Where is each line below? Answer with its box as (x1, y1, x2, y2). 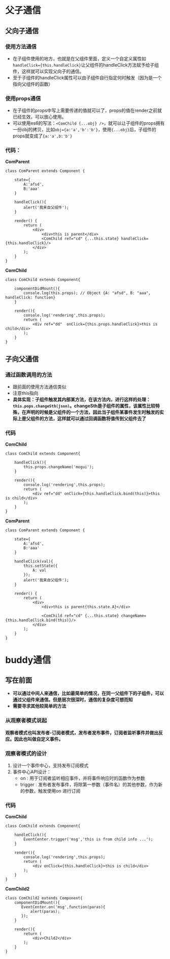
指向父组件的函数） (12, 81, 53, 87)
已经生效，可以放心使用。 (12, 114, 66, 120)
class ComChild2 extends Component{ (5, 896, 83, 901)
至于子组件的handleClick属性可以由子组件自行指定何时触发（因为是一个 (12, 74, 162, 80)
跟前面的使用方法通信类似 (12, 384, 66, 390)
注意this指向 (12, 390, 39, 396)
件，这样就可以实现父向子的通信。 (12, 68, 84, 74)
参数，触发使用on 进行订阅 (24, 788, 81, 794)
